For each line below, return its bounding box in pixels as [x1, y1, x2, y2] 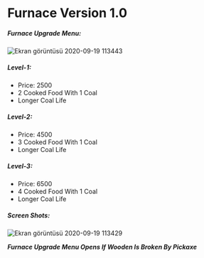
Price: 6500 [17, 180, 53, 188]
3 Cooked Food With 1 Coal [17, 138, 98, 146]
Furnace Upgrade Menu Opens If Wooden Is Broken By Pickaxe [7, 243, 198, 252]
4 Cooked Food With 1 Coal [17, 187, 98, 196]
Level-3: [7, 161, 33, 170]
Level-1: [7, 63, 32, 72]
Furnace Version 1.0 [7, 5, 128, 21]
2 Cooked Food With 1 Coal [17, 89, 97, 97]
